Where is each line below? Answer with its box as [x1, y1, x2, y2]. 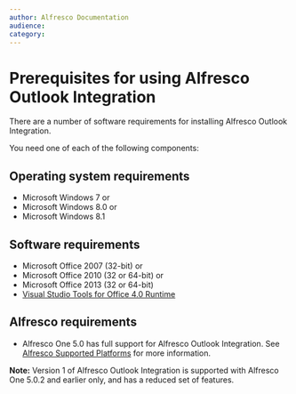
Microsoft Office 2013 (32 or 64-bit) [21, 279, 154, 290]
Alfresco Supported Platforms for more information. [21, 348, 212, 358]
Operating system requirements [9, 168, 190, 183]
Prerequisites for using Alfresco [9, 68, 251, 88]
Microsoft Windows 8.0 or [21, 202, 117, 213]
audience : [9, 21, 46, 30]
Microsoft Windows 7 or [21, 192, 110, 203]
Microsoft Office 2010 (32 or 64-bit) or [21, 269, 164, 280]
